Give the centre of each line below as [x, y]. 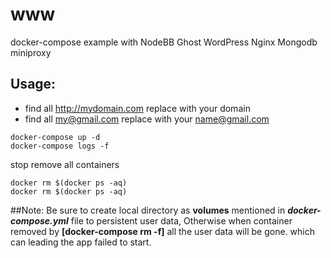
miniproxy [31, 52]
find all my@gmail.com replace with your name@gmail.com [147, 119]
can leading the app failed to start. [81, 242]
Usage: [33, 84]
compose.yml [39, 220]
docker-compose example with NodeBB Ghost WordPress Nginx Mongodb [164, 42]
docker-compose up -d [55, 137]
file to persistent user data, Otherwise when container [181, 220]
